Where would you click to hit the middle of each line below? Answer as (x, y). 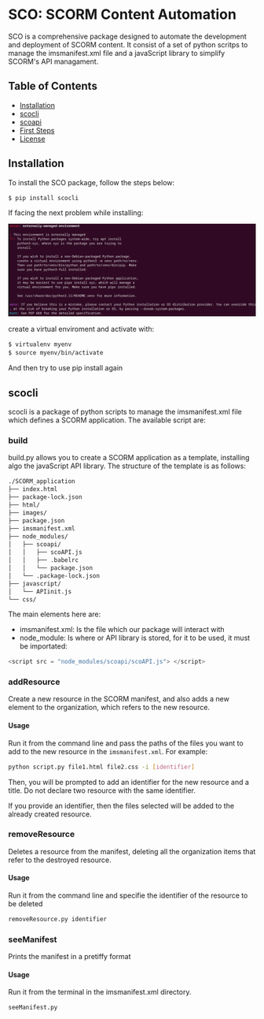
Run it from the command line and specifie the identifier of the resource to (128, 895)
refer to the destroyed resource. (60, 860)
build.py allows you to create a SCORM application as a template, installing (129, 458)
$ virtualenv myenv (40, 344)
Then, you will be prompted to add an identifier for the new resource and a (129, 782)
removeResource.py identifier (58, 920)
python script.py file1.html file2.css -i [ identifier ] (101, 767)
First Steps (37, 130)
